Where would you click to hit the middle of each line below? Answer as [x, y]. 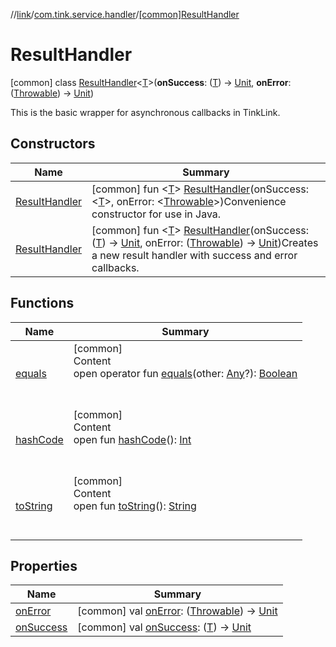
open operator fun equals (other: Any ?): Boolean [185, 373]
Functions [42, 303]
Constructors [53, 144]
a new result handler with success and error [194, 255]
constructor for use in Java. [156, 214]
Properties [44, 565]
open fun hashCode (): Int [132, 439]
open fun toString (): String [135, 506]
